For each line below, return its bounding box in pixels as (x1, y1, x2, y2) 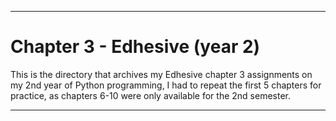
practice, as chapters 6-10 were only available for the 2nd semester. (10, 89, 291, 101)
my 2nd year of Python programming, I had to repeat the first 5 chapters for (10, 79, 322, 91)
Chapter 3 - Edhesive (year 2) (10, 36, 261, 58)
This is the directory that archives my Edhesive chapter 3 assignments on (10, 68, 313, 80)
